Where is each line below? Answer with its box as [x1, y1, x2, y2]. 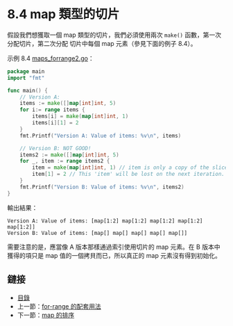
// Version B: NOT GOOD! [19, 145, 92, 152]
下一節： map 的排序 [17, 311, 75, 319]
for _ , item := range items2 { [19, 158, 110, 165]
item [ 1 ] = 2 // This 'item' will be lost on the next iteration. [32, 171, 225, 178]
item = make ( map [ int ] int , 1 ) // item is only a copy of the [32, 164, 209, 171]
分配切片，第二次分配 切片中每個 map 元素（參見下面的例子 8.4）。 [7, 39, 197, 47]
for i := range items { [19, 106, 85, 113]
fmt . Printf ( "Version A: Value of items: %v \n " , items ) [19, 132, 182, 139]
